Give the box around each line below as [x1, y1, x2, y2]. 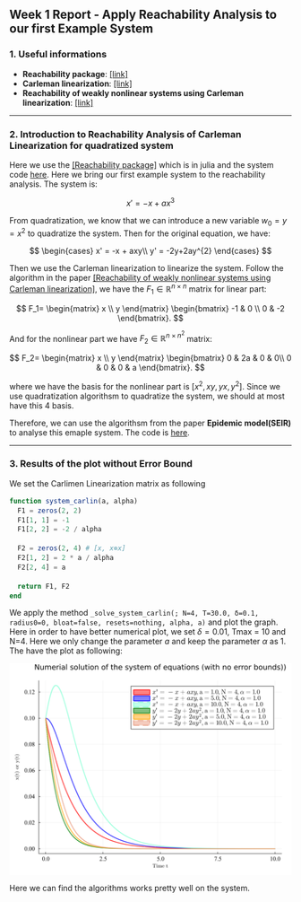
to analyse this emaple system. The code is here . [9, 426, 190, 438]
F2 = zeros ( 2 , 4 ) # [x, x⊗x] [17, 544, 126, 553]
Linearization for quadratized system [9, 139, 174, 152]
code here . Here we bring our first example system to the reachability [9, 169, 266, 180]
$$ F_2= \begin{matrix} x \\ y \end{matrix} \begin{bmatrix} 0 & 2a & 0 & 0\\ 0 [9, 352, 292, 363]
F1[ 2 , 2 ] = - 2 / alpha [17, 525, 102, 534]
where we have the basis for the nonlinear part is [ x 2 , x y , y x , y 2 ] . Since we [9, 379, 280, 391]
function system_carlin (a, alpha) [9, 496, 139, 505]
